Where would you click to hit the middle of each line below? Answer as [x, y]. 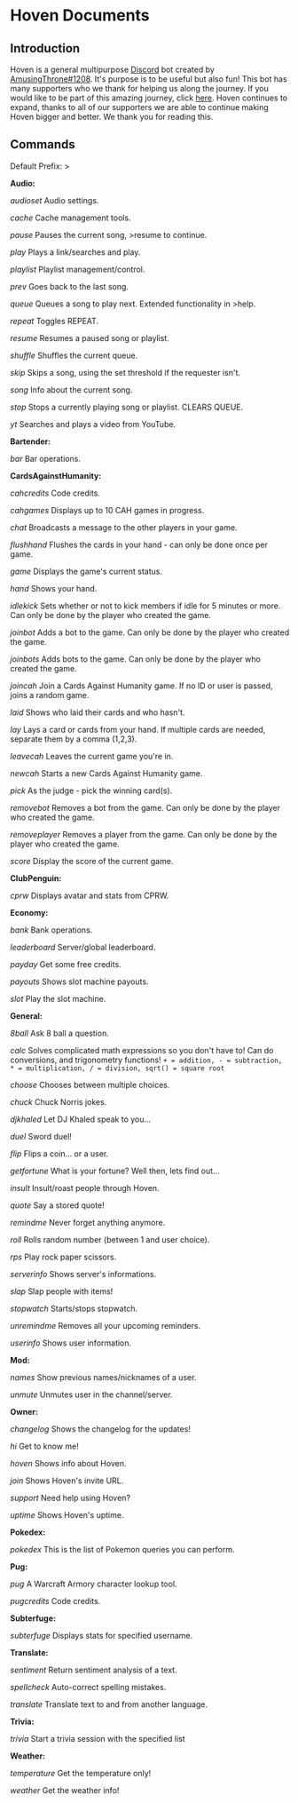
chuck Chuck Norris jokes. [59, 1101]
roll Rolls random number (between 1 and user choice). [110, 1239]
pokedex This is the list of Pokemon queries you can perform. [122, 1549]
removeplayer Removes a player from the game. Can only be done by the [144, 834]
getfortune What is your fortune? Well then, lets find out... [115, 1171]
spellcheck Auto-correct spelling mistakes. [88, 1687]
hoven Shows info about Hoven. [68, 1463]
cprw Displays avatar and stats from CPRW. [90, 895]
